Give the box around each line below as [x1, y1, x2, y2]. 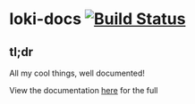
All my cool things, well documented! [9, 68, 146, 78]
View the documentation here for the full [9, 85, 158, 95]
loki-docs [9, 9, 82, 29]
